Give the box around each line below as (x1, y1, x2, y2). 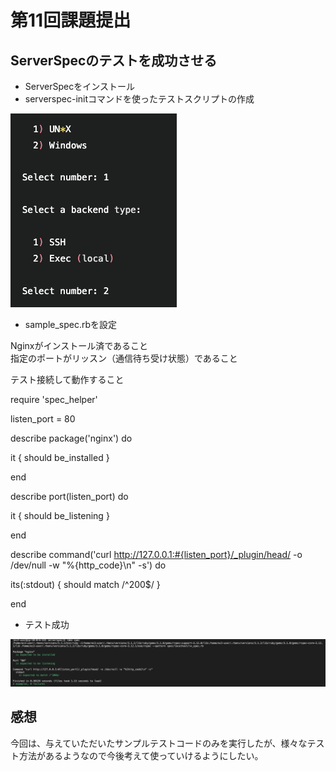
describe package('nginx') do (10, 432, 133, 444)
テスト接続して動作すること (10, 374, 125, 385)
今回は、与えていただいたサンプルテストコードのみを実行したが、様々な (10, 737, 308, 749)
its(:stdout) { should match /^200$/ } (10, 579, 161, 590)
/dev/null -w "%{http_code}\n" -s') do (10, 559, 167, 571)
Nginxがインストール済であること (10, 340, 149, 351)
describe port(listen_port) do (10, 491, 129, 502)
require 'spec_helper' (10, 394, 98, 405)
